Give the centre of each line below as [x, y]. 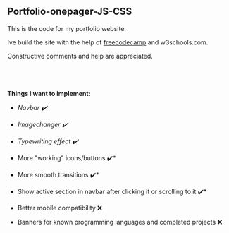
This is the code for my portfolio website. [67, 28]
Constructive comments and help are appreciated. [80, 56]
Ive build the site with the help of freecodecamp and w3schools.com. [108, 42]
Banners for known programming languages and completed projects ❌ [120, 222]
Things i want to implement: [49, 93]
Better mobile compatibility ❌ [60, 208]
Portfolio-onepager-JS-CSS [70, 12]
